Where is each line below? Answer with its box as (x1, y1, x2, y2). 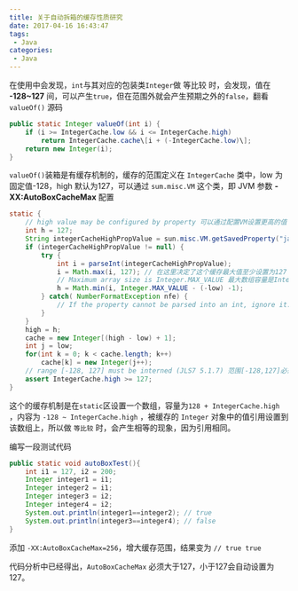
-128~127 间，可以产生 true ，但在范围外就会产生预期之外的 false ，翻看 (9, 91, 269, 101)
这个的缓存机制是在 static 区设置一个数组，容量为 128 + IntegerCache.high (9, 400, 280, 411)
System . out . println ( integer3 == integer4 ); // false (25, 516, 216, 525)
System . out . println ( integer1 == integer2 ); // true (25, 508, 213, 517)
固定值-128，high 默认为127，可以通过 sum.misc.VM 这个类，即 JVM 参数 (9, 181, 273, 192)
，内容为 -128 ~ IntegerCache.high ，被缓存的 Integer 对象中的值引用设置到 (9, 411, 289, 422)
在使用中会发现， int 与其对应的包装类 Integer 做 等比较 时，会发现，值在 (9, 80, 271, 90)
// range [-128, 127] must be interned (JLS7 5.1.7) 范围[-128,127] (25, 366, 281, 375)
